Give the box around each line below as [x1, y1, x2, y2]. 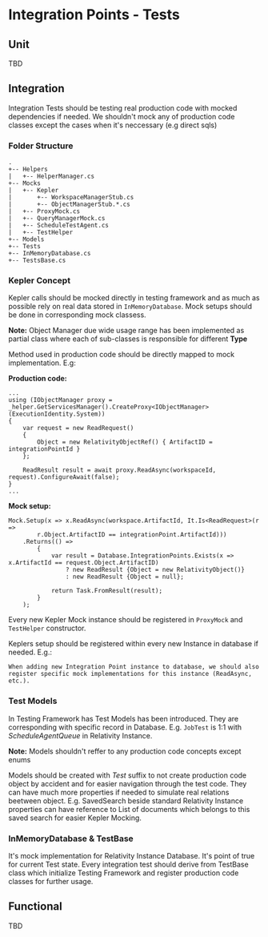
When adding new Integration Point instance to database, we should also [8, 663, 260, 671]
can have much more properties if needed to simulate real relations [8, 787, 230, 797]
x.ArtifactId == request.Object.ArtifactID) [8, 559, 159, 567]
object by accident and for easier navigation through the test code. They [8, 778, 247, 788]
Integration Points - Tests [8, 6, 180, 24]
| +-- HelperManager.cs [8, 172, 94, 181]
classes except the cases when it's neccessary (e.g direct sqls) [8, 120, 218, 130]
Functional [8, 899, 62, 914]
